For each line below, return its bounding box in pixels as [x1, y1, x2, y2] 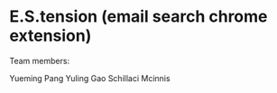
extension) [9, 25, 92, 46]
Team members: [9, 55, 70, 66]
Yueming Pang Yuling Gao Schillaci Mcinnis [9, 72, 171, 83]
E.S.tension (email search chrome [9, 6, 268, 27]
